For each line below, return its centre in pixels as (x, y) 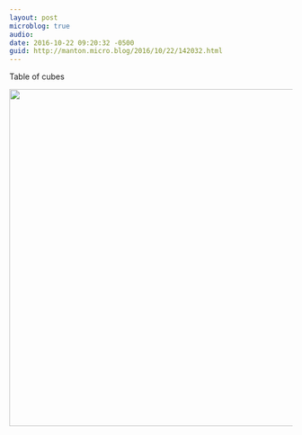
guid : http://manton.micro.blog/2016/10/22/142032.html (116, 51)
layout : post (34, 18)
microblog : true (40, 26)
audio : (22, 34)
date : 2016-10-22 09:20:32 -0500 (72, 43)
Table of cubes (37, 76)
